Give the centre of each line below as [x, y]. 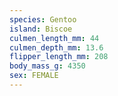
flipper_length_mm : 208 [59, 57]
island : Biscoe [41, 29]
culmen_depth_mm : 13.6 [56, 47]
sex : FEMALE [34, 76]
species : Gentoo [43, 19]
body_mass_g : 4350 [47, 66]
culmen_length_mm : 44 [54, 38]
